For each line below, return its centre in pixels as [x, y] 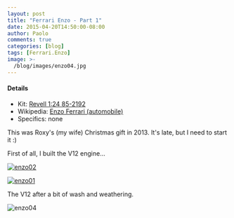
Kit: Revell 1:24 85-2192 [51, 104]
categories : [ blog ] [36, 46]
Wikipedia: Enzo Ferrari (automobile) [70, 111]
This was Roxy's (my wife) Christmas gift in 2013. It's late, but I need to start [117, 132]
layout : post [26, 14]
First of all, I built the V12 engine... [56, 153]
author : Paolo [28, 33]
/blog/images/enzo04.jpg [50, 66]
